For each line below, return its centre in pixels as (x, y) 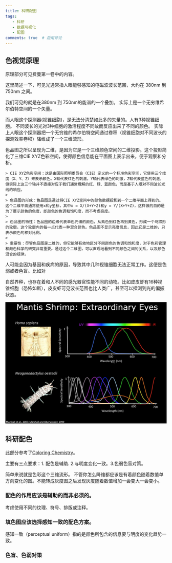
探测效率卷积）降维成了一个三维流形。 (46, 139)
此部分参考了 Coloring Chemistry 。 (41, 453)
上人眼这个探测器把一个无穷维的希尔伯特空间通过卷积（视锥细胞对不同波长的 (86, 132)
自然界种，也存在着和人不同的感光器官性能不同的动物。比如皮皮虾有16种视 (84, 282)
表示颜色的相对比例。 (24, 233)
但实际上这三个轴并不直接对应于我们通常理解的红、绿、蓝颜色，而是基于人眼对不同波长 (83, 184)
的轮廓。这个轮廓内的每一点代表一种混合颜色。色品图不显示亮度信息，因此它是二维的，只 (85, 227)
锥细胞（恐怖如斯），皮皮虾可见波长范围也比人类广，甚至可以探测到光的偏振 (85, 288)
